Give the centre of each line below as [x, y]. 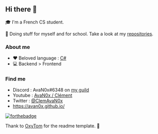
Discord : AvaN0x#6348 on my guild [51, 90]
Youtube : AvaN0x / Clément [42, 95]
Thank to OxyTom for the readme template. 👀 [53, 126]
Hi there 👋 [21, 9]
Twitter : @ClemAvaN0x [38, 101]
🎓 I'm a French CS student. [35, 22]
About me [18, 47]
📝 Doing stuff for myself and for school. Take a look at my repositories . [80, 34]
